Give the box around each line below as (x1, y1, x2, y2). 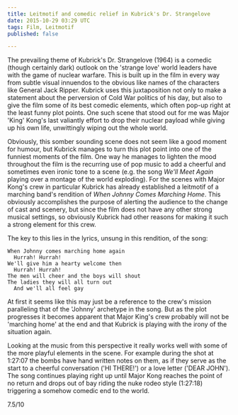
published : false (7, 30, 59, 38)
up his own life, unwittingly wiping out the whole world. (7, 123, 168, 132)
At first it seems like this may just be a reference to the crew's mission (7, 297, 212, 306)
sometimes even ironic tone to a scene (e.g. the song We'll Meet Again (7, 167, 214, 176)
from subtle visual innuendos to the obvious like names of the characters (7, 79, 220, 87)
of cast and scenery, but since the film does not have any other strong (7, 205, 212, 214)
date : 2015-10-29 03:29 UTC (7, 17, 91, 24)
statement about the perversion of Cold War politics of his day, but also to (7, 94, 223, 102)
